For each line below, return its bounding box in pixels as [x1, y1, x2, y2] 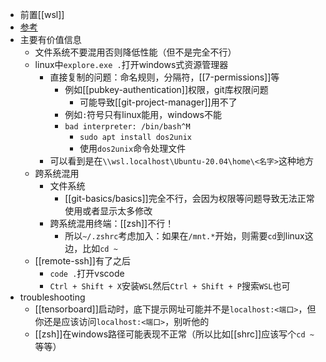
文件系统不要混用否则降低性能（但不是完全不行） [34, 46, 237, 58]
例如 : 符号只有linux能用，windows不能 [64, 109, 223, 120]
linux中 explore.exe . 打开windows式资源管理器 [34, 59, 229, 70]
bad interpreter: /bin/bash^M [64, 122, 191, 132]
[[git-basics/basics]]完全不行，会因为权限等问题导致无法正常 [64, 193, 315, 204]
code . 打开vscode [49, 268, 125, 279]
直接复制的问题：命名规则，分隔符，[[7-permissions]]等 [49, 71, 280, 83]
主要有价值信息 [19, 34, 82, 45]
